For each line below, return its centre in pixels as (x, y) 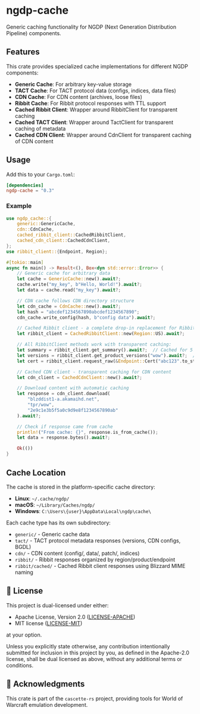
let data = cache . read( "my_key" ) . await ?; (69, 290)
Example (19, 206)
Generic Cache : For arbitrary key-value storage (73, 84)
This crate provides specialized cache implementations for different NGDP (97, 66)
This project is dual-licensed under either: (57, 605)
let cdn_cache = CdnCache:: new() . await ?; (69, 306)
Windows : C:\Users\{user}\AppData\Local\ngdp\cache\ (83, 511)
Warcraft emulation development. (47, 704)
